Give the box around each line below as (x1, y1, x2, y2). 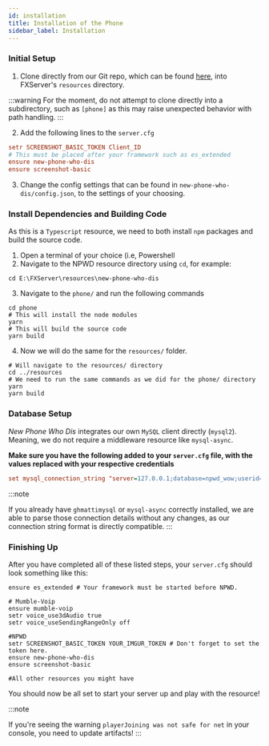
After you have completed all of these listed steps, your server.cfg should (8, 559, 253, 569)
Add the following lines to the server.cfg (19, 127, 155, 137)
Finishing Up (8, 541, 58, 552)
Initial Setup (8, 53, 56, 64)
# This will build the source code (8, 325, 127, 333)
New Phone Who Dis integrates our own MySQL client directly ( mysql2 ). (8, 426, 238, 436)
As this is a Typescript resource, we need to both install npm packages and (8, 227, 254, 236)
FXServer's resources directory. (19, 79, 125, 89)
